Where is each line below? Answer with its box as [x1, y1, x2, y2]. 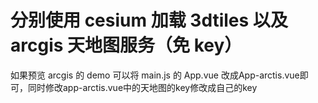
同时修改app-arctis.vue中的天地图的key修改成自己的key [27, 81, 258, 93]
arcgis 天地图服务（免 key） [10, 34, 243, 57]
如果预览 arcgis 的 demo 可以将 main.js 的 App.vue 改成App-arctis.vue [10, 69, 300, 81]
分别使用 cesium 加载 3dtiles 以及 [10, 9, 288, 32]
